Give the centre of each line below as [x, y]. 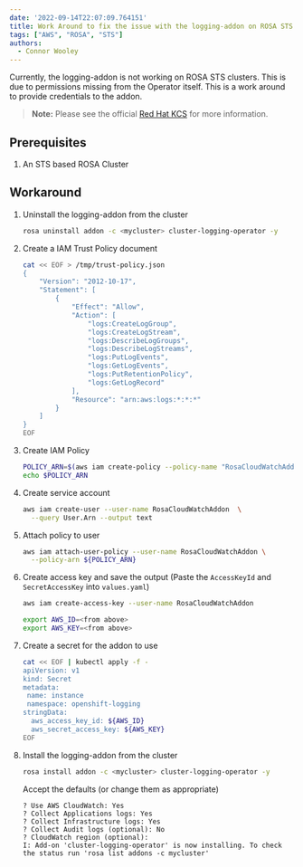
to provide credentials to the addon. [76, 97]
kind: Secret [47, 679]
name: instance [55, 696]
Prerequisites [48, 143]
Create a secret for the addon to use [90, 645]
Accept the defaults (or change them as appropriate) [121, 789]
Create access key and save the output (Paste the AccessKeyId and [147, 577]
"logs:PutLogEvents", [128, 357]
